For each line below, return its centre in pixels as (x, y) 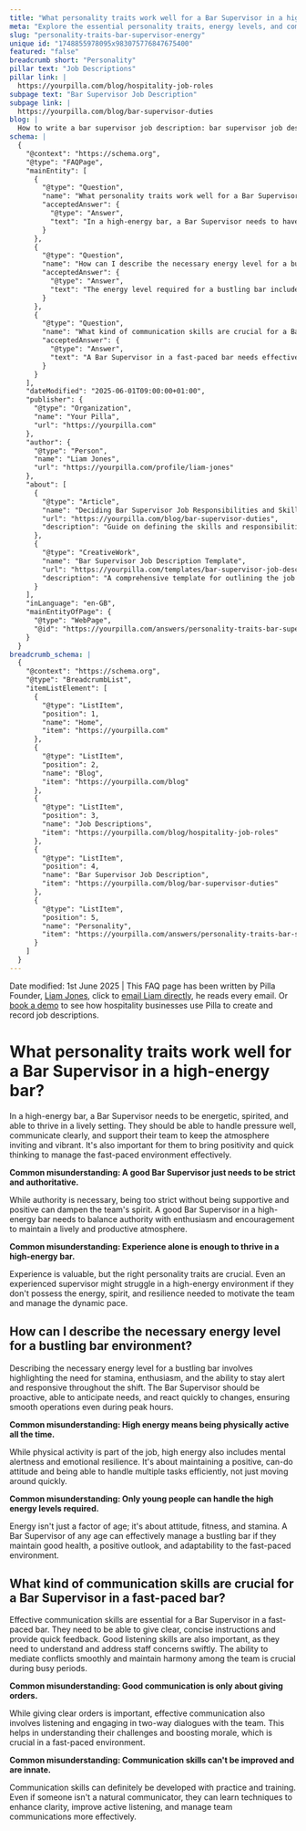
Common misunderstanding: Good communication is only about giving (147, 1686)
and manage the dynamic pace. (69, 1303)
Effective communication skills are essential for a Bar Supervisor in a (138, 1620)
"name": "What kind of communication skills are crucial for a (164, 332)
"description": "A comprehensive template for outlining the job (169, 578)
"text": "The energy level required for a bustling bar (158, 289)
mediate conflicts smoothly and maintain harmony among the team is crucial (153, 1658)
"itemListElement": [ (66, 688)
